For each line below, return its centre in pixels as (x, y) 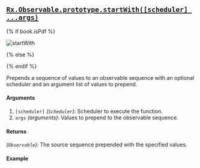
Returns (17, 131)
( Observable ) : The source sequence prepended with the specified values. (97, 145)
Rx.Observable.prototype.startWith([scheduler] (97, 10)
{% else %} (20, 55)
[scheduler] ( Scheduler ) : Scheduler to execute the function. (89, 112)
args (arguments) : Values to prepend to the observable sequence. (96, 118)
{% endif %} (22, 66)
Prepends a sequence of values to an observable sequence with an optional (100, 77)
